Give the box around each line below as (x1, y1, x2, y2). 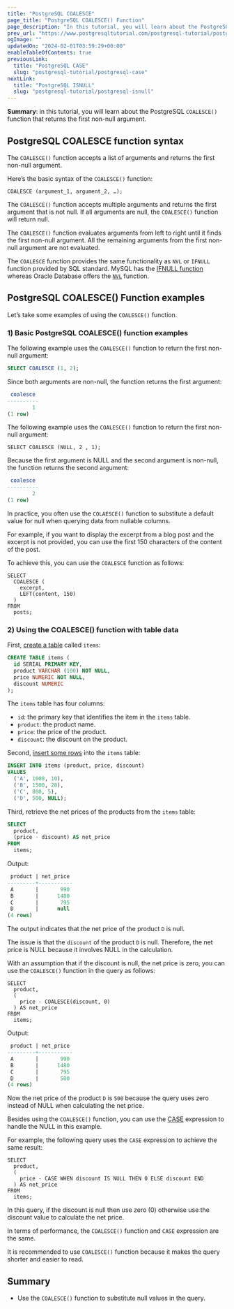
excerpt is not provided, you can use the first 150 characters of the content (7, 537, 222, 546)
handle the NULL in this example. (7, 1122, 102, 1131)
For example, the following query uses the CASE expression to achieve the (7, 1136, 217, 1144)
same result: (7, 1143, 43, 1152)
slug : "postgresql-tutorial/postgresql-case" (13, 68, 148, 75)
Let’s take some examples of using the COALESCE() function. (7, 310, 178, 319)
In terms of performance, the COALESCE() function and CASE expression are (7, 1227, 219, 1235)
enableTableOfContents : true (7, 50, 92, 57)
